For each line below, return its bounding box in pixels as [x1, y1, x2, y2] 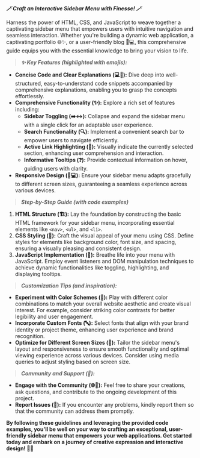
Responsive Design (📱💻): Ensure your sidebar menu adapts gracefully [14, 172, 192, 179]
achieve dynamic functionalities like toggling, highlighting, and [14, 264, 169, 271]
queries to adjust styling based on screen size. [14, 358, 131, 365]
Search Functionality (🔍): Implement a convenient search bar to [23, 128, 184, 135]
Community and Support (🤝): [20, 370, 95, 377]
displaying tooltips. [14, 271, 62, 277]
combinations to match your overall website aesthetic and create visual [14, 300, 191, 307]
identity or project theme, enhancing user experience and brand [14, 326, 174, 333]
